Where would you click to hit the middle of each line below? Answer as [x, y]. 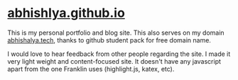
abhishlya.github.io [66, 13]
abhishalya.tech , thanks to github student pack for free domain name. [109, 40]
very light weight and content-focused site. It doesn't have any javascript [114, 61]
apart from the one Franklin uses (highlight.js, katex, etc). [91, 69]
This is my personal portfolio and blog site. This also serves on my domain [116, 33]
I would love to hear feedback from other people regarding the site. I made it [119, 54]
